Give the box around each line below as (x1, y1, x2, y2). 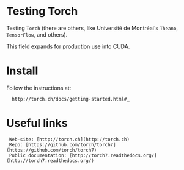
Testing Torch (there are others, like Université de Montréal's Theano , (6, 24, 178, 32)
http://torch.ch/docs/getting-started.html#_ (12, 96, 130, 102)
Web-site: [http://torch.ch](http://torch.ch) (9, 136, 130, 143)
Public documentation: (9, 152, 67, 158)
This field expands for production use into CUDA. (6, 43, 130, 50)
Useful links (6, 116, 68, 130)
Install (6, 64, 39, 78)
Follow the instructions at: (6, 84, 72, 91)
